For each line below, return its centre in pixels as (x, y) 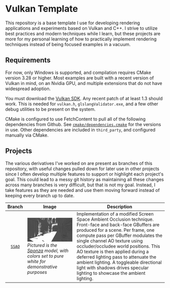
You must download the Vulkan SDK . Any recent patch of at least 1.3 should (84, 98)
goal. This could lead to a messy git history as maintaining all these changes (85, 179)
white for (36, 261)
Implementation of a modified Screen (115, 214)
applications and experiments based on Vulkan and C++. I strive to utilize (81, 28)
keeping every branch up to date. (40, 195)
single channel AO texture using (110, 241)
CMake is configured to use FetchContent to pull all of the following (75, 119)
